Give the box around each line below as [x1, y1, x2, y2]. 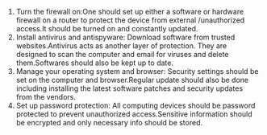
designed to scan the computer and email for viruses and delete [15, 50, 229, 59]
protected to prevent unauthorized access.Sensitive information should [15, 109, 252, 119]
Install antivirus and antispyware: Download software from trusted [15, 32, 236, 42]
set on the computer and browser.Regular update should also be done [15, 76, 248, 84]
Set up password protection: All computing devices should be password [15, 100, 256, 110]
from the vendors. [15, 92, 77, 101]
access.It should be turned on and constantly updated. [15, 24, 198, 33]
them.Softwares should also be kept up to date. [15, 58, 173, 67]
